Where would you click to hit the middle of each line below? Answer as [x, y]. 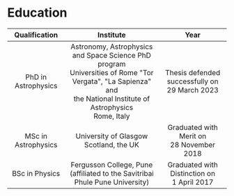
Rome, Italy [112, 116]
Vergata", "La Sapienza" [112, 81]
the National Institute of [112, 99]
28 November [193, 145]
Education [37, 13]
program [111, 64]
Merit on [193, 136]
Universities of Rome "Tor [111, 72]
